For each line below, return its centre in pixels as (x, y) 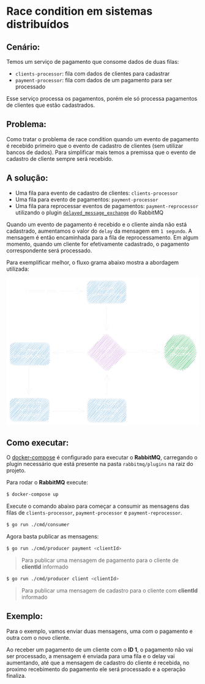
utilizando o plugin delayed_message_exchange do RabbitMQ (89, 212)
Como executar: (38, 442)
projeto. (16, 470)
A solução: (27, 178)
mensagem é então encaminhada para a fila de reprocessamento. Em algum (102, 237)
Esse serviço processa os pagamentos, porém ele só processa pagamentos (102, 99)
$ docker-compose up (33, 495)
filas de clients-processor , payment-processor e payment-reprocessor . (94, 513)
